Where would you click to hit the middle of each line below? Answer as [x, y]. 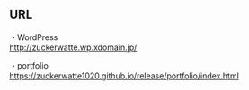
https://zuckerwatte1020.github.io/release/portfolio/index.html [124, 76]
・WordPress [34, 37]
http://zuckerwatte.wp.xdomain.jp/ [73, 47]
